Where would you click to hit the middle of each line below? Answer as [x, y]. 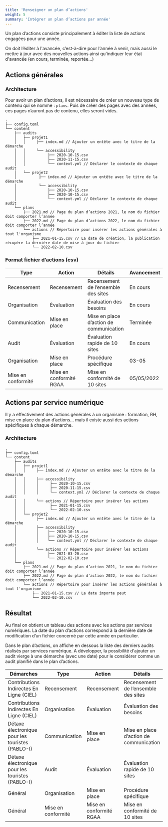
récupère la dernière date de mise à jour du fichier [62, 243]
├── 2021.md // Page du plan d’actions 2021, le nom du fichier [91, 212]
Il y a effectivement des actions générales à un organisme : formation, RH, [81, 415]
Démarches [24, 674]
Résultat [18, 613]
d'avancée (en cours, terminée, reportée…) [49, 59]
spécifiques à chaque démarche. [39, 425]
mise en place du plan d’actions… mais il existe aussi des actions [72, 420]
